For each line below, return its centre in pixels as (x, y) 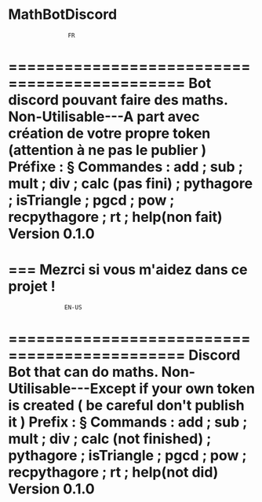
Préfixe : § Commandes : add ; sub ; (126, 167)
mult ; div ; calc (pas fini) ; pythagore (131, 184)
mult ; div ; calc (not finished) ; (110, 439)
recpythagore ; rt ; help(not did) (113, 472)
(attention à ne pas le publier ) (107, 150)
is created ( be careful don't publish (126, 406)
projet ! (32, 287)
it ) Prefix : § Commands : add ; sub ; (128, 422)
